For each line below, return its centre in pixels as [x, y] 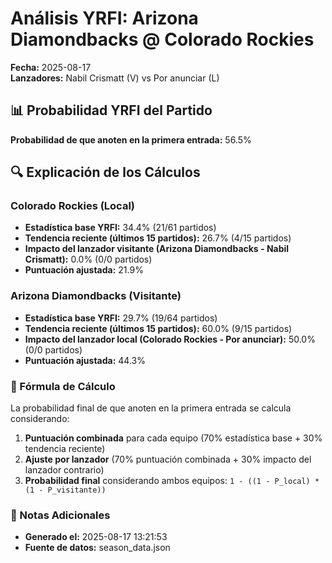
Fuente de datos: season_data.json [97, 548]
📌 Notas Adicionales [60, 515]
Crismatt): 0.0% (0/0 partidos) [88, 259]
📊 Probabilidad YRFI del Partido [111, 110]
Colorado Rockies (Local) [72, 206]
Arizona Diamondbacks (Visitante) [96, 296]
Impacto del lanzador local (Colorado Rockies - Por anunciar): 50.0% [170, 339]
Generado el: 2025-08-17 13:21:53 [96, 537]
